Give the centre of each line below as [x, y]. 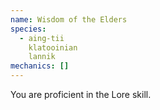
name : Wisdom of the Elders [69, 19]
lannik [42, 57]
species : [28, 29]
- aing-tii [42, 38]
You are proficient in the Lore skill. [81, 94]
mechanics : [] [40, 66]
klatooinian [53, 47]
